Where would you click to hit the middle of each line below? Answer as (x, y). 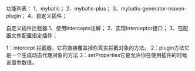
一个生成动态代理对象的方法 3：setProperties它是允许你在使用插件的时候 (99, 55)
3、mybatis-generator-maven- (149, 8)
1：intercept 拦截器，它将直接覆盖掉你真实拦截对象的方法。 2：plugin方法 (95, 48)
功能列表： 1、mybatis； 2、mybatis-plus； (59, 8)
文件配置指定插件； (34, 35)
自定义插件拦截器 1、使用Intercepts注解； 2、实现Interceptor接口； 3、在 (95, 28)
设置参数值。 (21, 62)
